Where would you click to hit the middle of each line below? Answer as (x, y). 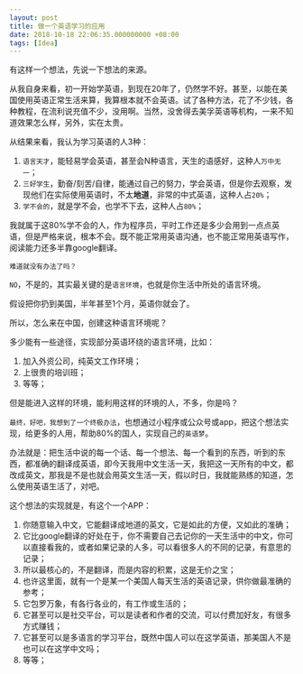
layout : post (34, 18)
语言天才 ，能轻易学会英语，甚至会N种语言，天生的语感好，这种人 (142, 161)
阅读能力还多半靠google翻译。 (66, 248)
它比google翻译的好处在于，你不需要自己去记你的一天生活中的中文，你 (154, 536)
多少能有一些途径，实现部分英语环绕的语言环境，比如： (112, 342)
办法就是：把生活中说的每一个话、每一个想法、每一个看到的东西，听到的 (143, 453)
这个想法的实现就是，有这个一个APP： (80, 505)
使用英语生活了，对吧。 (60, 486)
